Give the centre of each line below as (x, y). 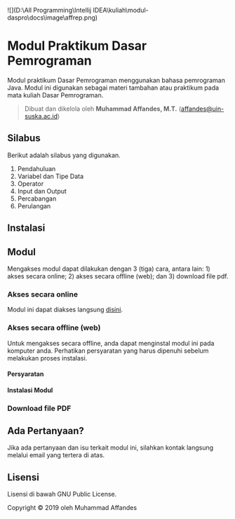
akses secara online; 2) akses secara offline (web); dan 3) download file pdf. (118, 276)
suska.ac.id (41, 116)
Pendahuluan (36, 168)
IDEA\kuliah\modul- (121, 10)
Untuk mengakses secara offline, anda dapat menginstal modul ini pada (111, 343)
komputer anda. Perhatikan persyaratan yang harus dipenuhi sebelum (108, 351)
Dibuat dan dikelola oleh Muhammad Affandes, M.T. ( (103, 109)
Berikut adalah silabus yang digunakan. (64, 155)
